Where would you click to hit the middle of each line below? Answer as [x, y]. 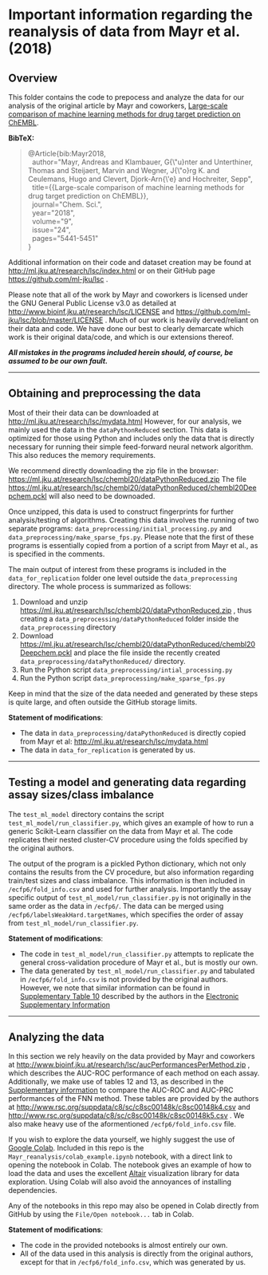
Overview [33, 78]
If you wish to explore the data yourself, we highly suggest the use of [122, 1139]
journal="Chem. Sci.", [67, 204]
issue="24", [51, 230]
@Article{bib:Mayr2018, [67, 154]
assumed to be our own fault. [58, 361]
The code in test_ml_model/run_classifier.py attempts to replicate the [137, 953]
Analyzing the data [57, 1038]
